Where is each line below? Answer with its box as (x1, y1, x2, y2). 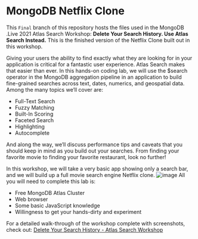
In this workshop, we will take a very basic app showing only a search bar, (6, 165, 188, 172)
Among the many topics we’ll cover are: (6, 86, 103, 93)
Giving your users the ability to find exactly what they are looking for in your (6, 54, 193, 61)
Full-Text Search (14, 97, 55, 105)
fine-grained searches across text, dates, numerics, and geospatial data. (6, 79, 185, 87)
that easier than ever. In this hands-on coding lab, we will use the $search (6, 67, 188, 74)
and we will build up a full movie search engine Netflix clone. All (6, 171, 185, 178)
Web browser (14, 195, 48, 203)
